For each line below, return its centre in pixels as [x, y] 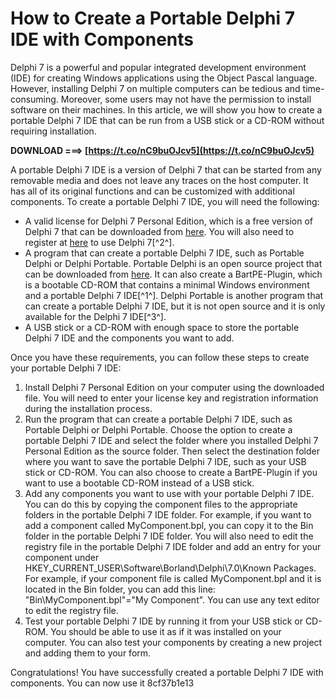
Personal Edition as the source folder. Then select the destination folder [172, 451]
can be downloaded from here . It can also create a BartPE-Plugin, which [173, 274]
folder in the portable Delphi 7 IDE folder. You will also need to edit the [169, 536]
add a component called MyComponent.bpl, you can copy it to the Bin [169, 525]
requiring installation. [53, 131]
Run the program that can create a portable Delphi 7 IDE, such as [158, 419]
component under [62, 557]
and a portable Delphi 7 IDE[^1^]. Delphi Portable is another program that [174, 295]
